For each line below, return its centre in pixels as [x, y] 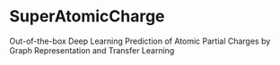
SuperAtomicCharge [87, 16]
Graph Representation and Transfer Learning [92, 50]
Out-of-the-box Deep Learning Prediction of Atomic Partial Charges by [140, 41]
